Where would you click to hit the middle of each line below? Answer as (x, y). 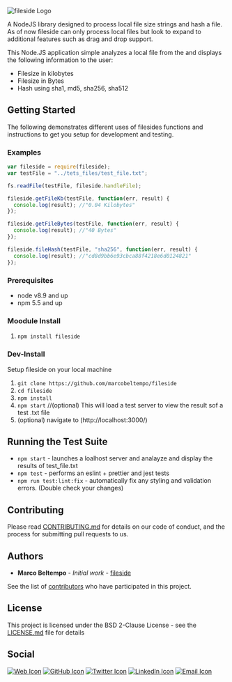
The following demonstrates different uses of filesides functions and (105, 127)
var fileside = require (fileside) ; (59, 167)
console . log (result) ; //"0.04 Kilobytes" (75, 205)
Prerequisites (30, 280)
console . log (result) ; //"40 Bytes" (65, 231)
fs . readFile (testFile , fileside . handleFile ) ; (74, 186)
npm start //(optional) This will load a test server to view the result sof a (120, 405)
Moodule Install (34, 320)
